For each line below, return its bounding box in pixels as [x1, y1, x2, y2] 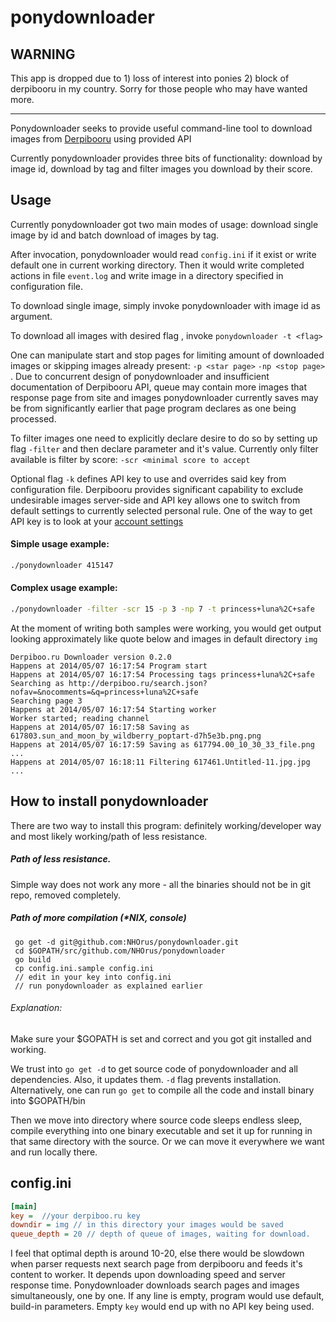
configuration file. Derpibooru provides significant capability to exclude [10, 483, 304, 495]
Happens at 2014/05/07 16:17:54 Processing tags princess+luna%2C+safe [10, 669, 315, 680]
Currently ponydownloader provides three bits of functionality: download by [10, 152, 323, 164]
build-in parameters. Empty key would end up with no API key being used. [10, 1301, 315, 1313]
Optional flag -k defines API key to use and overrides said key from [10, 472, 287, 485]
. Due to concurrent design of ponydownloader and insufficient [10, 370, 270, 382]
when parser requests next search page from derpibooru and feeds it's [10, 1258, 303, 1270]
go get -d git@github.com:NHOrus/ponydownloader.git [14, 937, 240, 947]
